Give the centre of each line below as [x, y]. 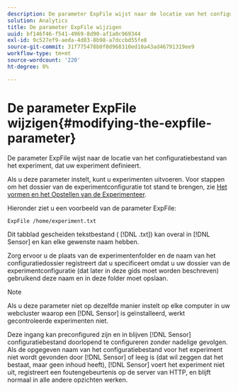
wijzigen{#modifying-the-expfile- [110, 123]
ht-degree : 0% [28, 67]
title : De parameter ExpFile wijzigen [64, 27]
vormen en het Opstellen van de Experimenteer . [77, 194]
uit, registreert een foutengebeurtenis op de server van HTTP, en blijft [109, 372]
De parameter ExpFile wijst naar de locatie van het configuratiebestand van [117, 158]
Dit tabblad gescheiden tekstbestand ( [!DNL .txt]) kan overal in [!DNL [109, 234]
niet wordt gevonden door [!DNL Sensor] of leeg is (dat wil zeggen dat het [115, 357]
